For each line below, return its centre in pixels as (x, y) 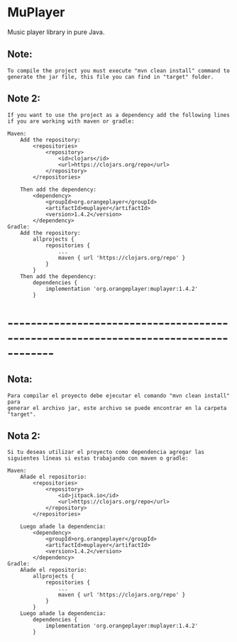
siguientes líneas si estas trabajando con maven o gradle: (98, 458)
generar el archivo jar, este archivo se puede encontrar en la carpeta (117, 408)
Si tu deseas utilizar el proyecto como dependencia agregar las (106, 452)
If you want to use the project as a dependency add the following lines (119, 115)
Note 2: (24, 99)
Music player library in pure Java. (56, 32)
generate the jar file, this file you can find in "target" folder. (111, 77)
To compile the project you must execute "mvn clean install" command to (119, 71)
